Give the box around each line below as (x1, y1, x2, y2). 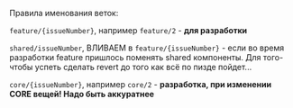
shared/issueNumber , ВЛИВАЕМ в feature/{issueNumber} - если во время (9, 42, 285, 53)
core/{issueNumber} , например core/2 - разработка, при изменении (9, 79, 272, 89)
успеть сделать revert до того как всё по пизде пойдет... (34, 62, 252, 72)
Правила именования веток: (9, 8, 119, 18)
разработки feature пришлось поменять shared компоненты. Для (9, 52, 261, 62)
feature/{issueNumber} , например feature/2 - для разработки (9, 25, 248, 35)
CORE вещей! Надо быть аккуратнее (9, 89, 155, 99)
